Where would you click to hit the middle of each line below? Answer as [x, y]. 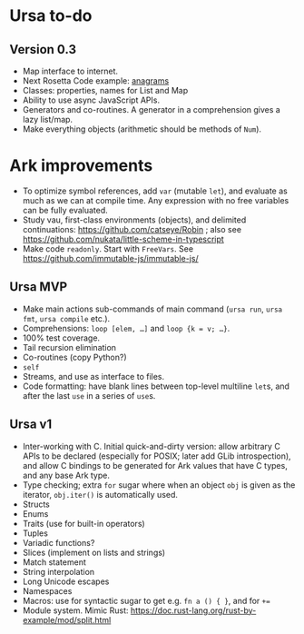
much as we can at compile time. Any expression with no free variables [156, 200]
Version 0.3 [43, 50]
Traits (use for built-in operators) [83, 523]
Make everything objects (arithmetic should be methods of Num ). [142, 129]
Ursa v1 [31, 425]
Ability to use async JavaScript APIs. [91, 100]
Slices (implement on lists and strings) [94, 552]
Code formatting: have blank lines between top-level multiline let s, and [156, 386]
